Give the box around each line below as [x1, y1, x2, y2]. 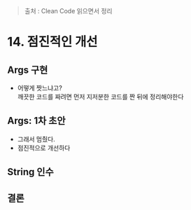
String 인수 [7, 166, 54, 178]
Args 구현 [7, 64, 48, 76]
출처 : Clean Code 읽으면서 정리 [24, 7, 113, 15]
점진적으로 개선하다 [17, 143, 71, 152]
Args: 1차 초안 [7, 115, 66, 127]
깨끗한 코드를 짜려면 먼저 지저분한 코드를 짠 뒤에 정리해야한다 [17, 92, 184, 101]
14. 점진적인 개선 [7, 34, 98, 50]
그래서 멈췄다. [17, 134, 56, 143]
